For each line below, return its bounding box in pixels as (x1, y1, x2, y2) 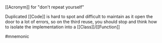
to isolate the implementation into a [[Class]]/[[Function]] (5, 24, 120, 30)
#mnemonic (5, 34, 29, 39)
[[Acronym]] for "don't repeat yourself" (5, 4, 84, 10)
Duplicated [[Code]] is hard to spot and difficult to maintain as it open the (5, 14, 153, 19)
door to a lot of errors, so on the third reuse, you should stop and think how (5, 19, 157, 24)
